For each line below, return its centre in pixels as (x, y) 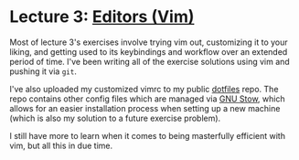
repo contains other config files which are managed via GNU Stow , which (147, 99)
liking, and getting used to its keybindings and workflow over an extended (149, 51)
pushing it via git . (43, 71)
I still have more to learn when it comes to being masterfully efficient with (148, 135)
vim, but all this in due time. (61, 145)
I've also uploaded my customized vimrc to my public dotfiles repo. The (144, 89)
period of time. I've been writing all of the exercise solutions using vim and (149, 61)
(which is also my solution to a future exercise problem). (115, 118)
